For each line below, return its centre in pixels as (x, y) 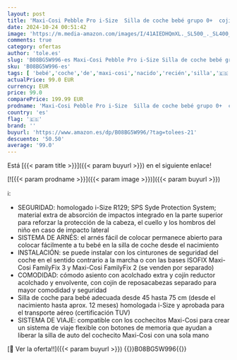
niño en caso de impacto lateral (63, 230)
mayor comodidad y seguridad (62, 290)
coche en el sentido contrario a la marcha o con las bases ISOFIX (112, 260)
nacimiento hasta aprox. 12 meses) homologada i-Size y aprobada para (121, 306)
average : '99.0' (31, 146)
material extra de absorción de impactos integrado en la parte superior (120, 215)
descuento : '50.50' (36, 139)
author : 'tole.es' (34, 54)
